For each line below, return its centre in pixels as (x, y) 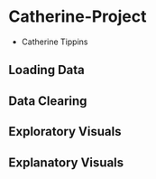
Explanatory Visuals (66, 162)
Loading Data (46, 70)
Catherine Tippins (55, 42)
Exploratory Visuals (65, 132)
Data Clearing (48, 101)
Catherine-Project (78, 17)
